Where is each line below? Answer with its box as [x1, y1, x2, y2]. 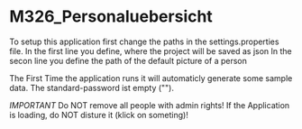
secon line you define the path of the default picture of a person [9, 55, 248, 66]
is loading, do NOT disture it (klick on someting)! [9, 109, 189, 120]
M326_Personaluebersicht [9, 6, 214, 27]
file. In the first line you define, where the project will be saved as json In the [9, 45, 293, 56]
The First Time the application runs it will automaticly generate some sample [9, 72, 293, 83]
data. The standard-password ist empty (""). [9, 82, 174, 93]
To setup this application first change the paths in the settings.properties [9, 36, 279, 47]
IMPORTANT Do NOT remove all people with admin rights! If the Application [9, 99, 290, 110]
